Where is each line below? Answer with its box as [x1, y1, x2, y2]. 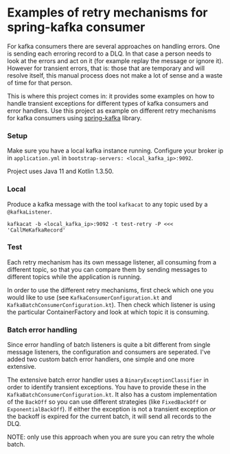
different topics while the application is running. [7, 273, 142, 281]
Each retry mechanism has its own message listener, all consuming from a [7, 258, 217, 266]
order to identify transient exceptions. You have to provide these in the [7, 383, 207, 391]
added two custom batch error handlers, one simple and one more [7, 355, 195, 363]
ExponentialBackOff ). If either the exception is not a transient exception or [7, 405, 216, 413]
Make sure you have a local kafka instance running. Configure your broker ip [7, 146, 224, 155]
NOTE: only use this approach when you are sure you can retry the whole [7, 433, 215, 441]
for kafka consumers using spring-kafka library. [7, 113, 142, 122]
